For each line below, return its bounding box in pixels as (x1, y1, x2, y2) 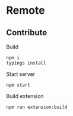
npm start (6, 82, 31, 88)
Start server (6, 71, 36, 78)
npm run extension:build (6, 104, 68, 110)
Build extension (6, 93, 44, 99)
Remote (6, 4, 46, 17)
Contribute (6, 28, 47, 38)
